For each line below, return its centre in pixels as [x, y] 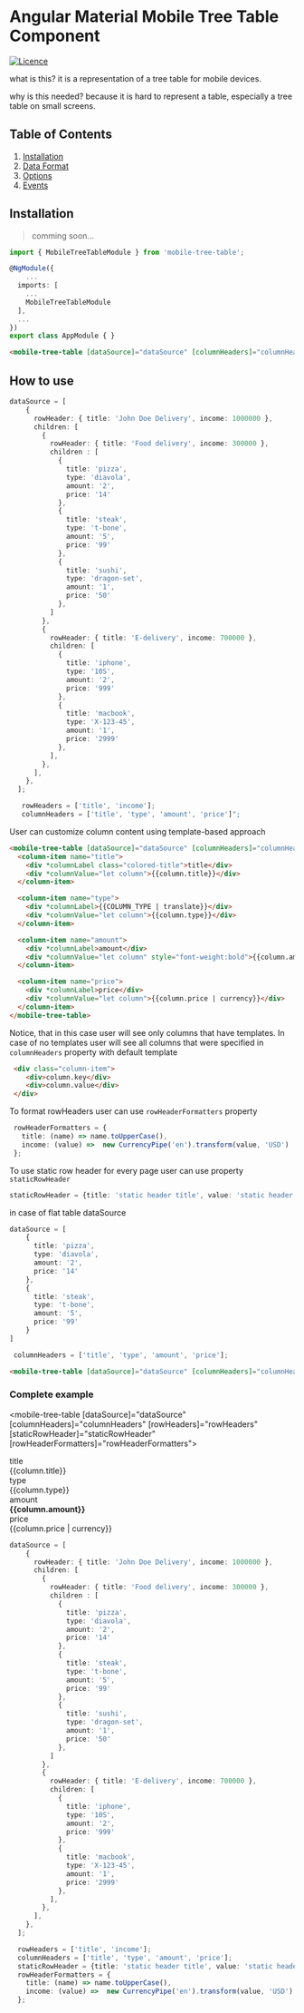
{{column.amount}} [47, 1509]
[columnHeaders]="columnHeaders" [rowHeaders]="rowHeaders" [133, 1424]
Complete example [52, 1394]
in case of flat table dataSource [68, 1212]
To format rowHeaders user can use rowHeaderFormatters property [133, 1111]
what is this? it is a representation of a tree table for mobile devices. [136, 78]
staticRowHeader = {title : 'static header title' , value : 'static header [152, 1195]
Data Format [46, 166]
